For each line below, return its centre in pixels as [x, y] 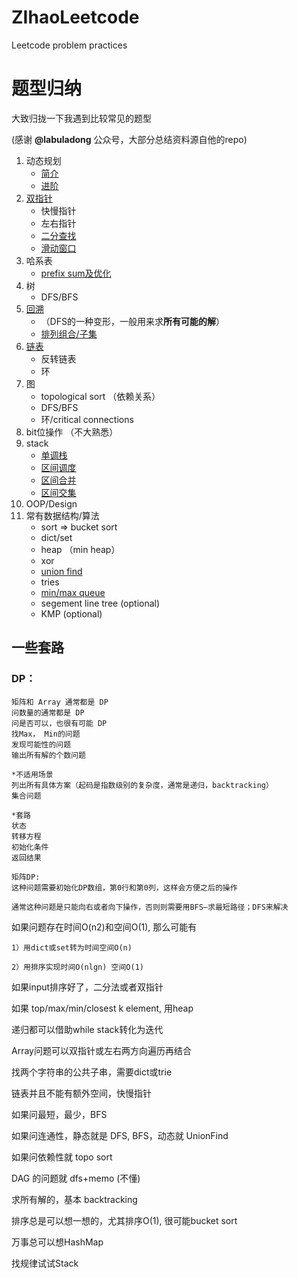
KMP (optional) [71, 613]
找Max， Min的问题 [46, 734]
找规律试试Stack [45, 1263]
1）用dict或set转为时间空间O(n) [72, 947]
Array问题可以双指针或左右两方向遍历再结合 [101, 1050]
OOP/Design [51, 503]
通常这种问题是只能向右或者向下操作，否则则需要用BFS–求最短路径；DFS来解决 [150, 907]
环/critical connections [87, 419]
